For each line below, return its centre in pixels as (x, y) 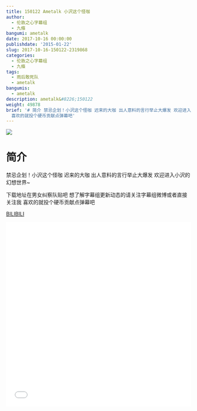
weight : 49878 (23, 105)
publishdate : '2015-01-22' (39, 45)
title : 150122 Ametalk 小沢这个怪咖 (48, 11)
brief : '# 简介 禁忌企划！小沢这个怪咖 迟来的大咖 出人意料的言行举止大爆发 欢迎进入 (99, 110)
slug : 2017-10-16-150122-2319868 (47, 50)
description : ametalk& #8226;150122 (50, 99)
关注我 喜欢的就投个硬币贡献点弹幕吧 (50, 202)
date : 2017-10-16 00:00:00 (39, 39)
